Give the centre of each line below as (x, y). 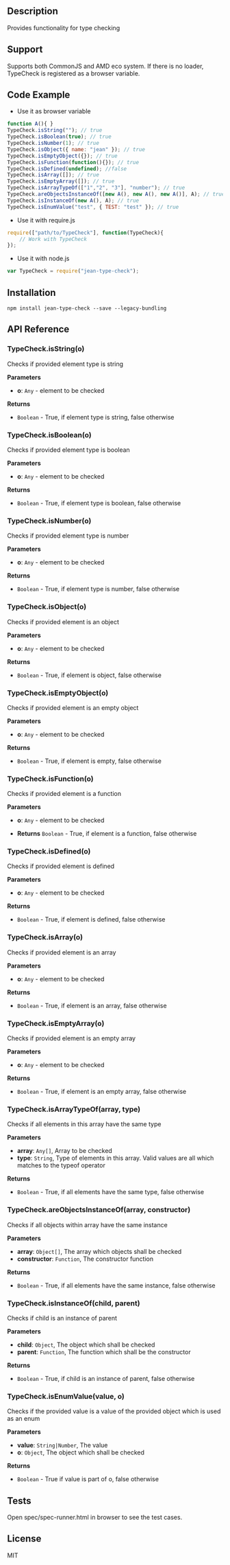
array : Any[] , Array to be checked (65, 1151)
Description (33, 11)
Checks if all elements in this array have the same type (84, 1124)
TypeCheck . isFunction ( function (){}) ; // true (73, 162)
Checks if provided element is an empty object (73, 707)
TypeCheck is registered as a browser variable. (74, 73)
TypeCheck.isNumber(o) (49, 521)
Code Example (39, 95)
